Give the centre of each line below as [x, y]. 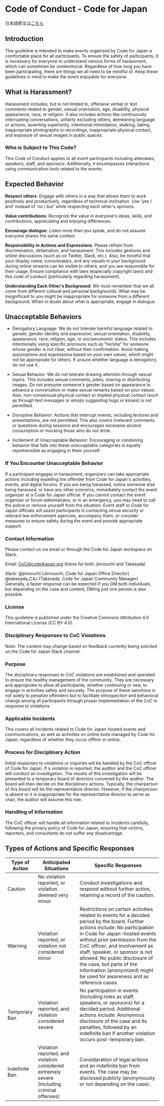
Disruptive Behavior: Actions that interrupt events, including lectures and [85, 415]
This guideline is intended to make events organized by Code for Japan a [79, 50]
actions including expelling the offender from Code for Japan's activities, [78, 479]
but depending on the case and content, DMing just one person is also [76, 589]
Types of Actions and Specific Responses [70, 848]
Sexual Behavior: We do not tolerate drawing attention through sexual [82, 374]
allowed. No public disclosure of [116, 958]
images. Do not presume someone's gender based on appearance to [81, 385]
